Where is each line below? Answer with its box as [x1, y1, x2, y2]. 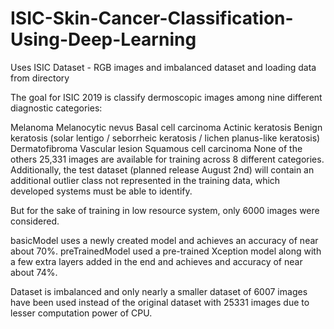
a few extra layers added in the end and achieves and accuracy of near [10, 255, 303, 267]
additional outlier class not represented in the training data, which [10, 174, 281, 186]
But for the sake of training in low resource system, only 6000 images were [10, 204, 320, 216]
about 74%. [10, 266, 58, 278]
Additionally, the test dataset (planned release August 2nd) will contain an [10, 163, 315, 176]
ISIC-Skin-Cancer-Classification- [10, 7, 294, 30]
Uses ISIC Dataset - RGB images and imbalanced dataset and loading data [10, 61, 317, 73]
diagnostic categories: [10, 102, 103, 114]
